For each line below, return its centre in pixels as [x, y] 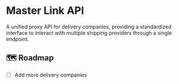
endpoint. [18, 39]
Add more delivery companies [51, 75]
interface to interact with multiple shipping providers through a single [89, 32]
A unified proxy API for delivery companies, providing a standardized [89, 27]
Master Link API [45, 11]
